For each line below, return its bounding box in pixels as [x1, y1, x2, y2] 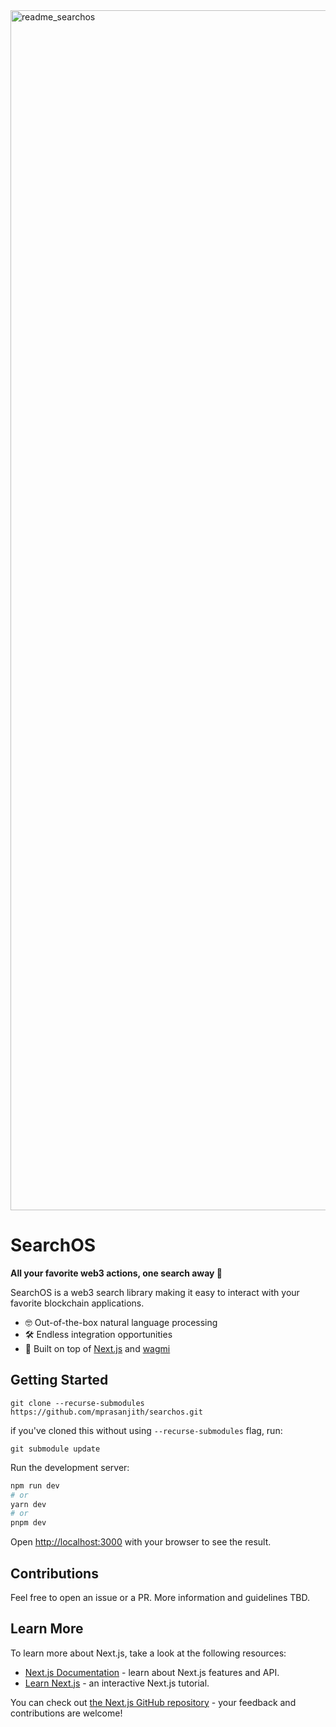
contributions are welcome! [10, 1707, 123, 1719]
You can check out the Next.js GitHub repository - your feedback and [10, 1696, 297, 1708]
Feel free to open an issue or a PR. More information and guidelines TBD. [10, 1591, 310, 1603]
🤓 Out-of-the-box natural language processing [24, 1316, 218, 1328]
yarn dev [10, 1499, 47, 1509]
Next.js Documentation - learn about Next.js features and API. [24, 1666, 280, 1678]
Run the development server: [10, 1461, 130, 1473]
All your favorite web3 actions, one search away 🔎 [10, 1267, 223, 1279]
